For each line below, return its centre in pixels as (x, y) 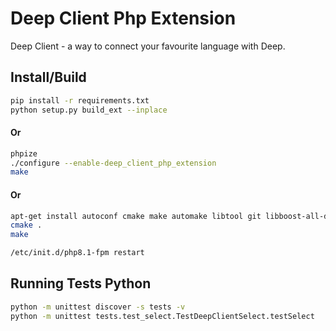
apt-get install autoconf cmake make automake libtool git (136, 216)
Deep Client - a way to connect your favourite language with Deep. (148, 46)
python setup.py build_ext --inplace (89, 110)
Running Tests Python (81, 283)
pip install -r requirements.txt (80, 100)
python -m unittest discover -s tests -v (98, 307)
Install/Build (48, 77)
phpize (24, 153)
